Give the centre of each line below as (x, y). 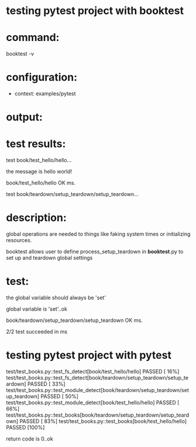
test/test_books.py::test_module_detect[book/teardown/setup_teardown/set (97, 390)
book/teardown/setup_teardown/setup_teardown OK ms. (74, 321)
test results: (36, 144)
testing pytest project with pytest (89, 355)
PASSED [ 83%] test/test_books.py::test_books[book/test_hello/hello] (103, 421)
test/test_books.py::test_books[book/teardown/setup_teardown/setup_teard (98, 415)
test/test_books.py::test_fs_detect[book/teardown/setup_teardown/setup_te (97, 378)
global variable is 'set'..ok (37, 309)
